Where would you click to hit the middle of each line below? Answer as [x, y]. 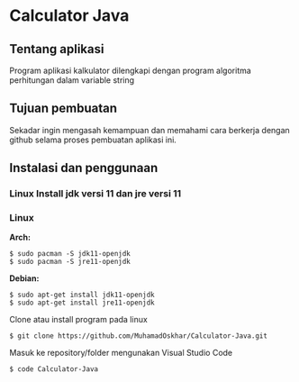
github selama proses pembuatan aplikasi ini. [93, 140]
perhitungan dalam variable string [72, 80]
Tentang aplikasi [57, 49]
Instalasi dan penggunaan [84, 168]
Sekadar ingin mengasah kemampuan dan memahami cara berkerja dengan [149, 130]
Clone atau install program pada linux [79, 320]
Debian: [24, 278]
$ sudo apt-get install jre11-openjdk [82, 303]
